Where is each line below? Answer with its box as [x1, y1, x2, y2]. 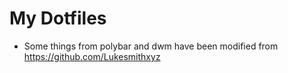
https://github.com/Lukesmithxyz [23, 50, 161, 62]
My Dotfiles [9, 7, 107, 30]
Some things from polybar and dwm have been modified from [23, 40, 279, 52]
